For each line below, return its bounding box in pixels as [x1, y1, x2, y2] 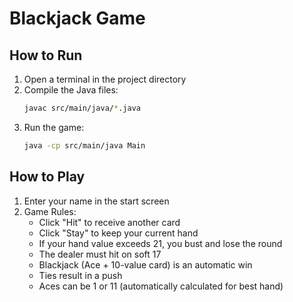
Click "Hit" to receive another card [38, 216, 181, 228]
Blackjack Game [9, 7, 146, 30]
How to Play [9, 168, 86, 186]
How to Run [9, 47, 83, 64]
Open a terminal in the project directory [23, 73, 187, 85]
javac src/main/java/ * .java [23, 103, 141, 113]
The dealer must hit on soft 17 [38, 248, 162, 260]
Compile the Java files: [23, 84, 119, 96]
